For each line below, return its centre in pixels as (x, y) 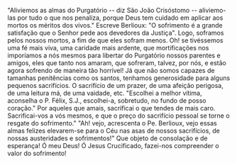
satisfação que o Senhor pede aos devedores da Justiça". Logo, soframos (116, 33)
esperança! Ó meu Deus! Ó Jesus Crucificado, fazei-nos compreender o (113, 146)
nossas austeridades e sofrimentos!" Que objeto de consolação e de (108, 138)
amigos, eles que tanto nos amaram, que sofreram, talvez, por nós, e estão (117, 63)
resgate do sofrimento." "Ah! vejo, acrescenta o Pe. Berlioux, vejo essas (112, 123)
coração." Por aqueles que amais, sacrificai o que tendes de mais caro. (111, 108)
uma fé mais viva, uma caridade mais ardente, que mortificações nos (108, 48)
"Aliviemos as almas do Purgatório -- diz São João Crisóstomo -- (102, 10)
